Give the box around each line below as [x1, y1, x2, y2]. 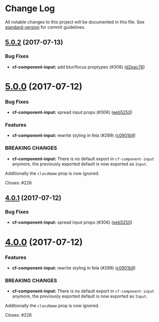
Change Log [5, 3, 55, 14]
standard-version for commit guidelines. [5, 24, 86, 30]
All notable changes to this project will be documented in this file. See [5, 19, 145, 25]
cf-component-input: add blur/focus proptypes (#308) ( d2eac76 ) [12, 64, 145, 70]
